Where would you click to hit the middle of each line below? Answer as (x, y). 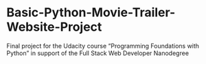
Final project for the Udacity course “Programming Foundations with (103, 46)
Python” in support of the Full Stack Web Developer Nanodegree (98, 53)
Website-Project (54, 27)
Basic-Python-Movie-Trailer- (91, 13)
